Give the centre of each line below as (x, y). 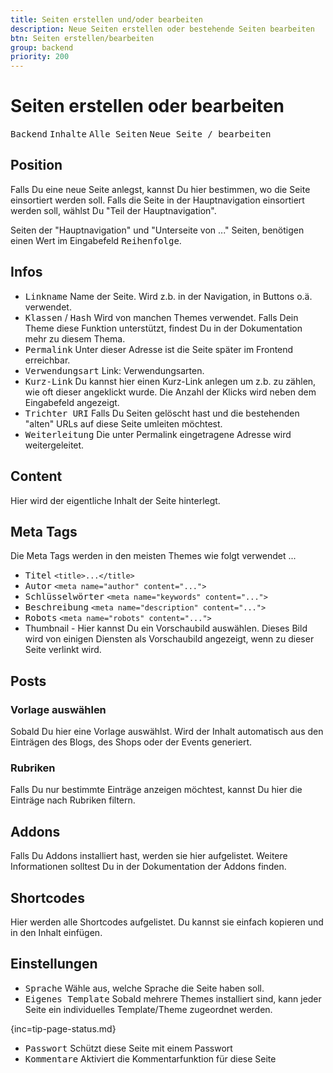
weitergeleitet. (54, 445)
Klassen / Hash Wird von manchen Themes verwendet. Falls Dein (161, 317)
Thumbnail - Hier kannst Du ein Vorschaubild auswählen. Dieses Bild (166, 628)
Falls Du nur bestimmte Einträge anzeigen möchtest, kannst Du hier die (156, 790)
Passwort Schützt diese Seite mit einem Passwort (128, 1048)
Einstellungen (54, 964)
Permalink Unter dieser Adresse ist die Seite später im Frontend (159, 349)
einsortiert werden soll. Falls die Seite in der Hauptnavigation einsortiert (157, 200)
